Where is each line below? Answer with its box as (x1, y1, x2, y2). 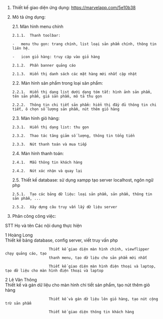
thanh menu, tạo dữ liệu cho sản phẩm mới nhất (48, 255, 147, 260)
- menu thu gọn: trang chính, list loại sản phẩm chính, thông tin (12, 42, 157, 46)
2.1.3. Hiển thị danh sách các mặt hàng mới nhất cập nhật (12, 71, 137, 76)
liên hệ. (12, 46, 30, 51)
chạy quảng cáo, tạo (5, 251, 47, 256)
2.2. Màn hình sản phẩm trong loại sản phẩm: (12, 80, 103, 86)
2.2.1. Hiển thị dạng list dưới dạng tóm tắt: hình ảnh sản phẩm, (12, 90, 152, 94)
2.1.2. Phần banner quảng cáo (12, 63, 76, 68)
